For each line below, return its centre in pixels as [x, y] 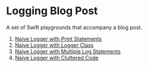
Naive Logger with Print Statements [58, 39]
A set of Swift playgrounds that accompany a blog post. [74, 27]
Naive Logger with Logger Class [54, 45]
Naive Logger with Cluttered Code [56, 58]
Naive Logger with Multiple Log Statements [67, 51]
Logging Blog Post [52, 11]
